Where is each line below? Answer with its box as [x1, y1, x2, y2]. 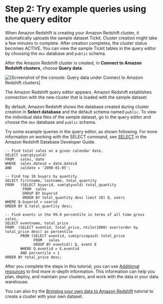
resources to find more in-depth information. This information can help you [5, 268, 155, 274]
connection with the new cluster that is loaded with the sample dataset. [5, 94, 148, 100]
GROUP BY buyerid [22, 191, 57, 196]
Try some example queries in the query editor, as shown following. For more [5, 128, 158, 134]
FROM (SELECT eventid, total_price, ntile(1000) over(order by [5, 225, 138, 230]
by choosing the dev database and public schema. [5, 50, 106, 56]
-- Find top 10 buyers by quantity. [5, 174, 79, 179]
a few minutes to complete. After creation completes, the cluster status [5, 40, 147, 46]
